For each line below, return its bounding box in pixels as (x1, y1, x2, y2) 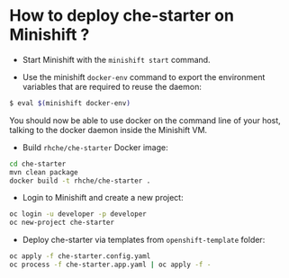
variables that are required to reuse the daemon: (22, 81, 203, 92)
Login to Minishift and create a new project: (22, 193, 184, 203)
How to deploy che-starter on (9, 5, 234, 26)
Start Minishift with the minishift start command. (22, 54, 211, 65)
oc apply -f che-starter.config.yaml (9, 252, 151, 261)
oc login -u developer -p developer (9, 210, 147, 219)
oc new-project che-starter (9, 218, 115, 228)
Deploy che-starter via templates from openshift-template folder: (22, 235, 266, 246)
